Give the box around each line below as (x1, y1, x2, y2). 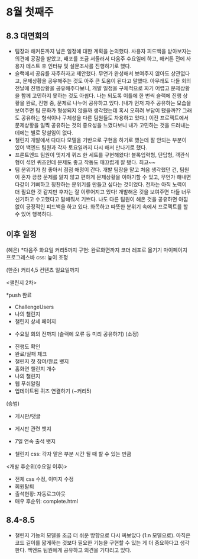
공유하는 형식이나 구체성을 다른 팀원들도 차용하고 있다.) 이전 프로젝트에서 (21, 114, 189, 121)
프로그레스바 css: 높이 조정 (6, 253, 69, 261)
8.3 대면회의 (6, 31, 49, 41)
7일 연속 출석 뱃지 (14, 438, 56, 445)
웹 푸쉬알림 (14, 380, 41, 387)
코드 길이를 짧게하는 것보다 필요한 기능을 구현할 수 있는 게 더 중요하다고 (14, 539, 179, 546)
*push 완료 (6, 291, 33, 298)
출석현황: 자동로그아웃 (14, 490, 66, 497)
